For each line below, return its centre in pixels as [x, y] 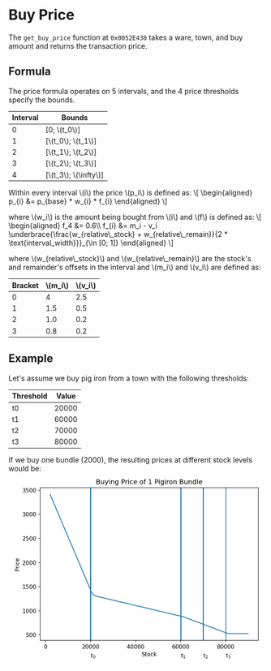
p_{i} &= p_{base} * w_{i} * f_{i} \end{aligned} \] [88, 201]
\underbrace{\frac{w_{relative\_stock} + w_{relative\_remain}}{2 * [118, 234]
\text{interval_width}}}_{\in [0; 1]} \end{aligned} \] [91, 243]
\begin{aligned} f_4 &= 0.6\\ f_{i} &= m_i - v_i [83, 226]
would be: [25, 468]
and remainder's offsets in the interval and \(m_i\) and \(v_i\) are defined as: [135, 267]
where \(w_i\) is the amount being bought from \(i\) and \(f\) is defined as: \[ [135, 217]
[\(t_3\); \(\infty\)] [75, 174]
